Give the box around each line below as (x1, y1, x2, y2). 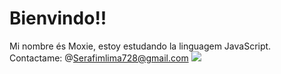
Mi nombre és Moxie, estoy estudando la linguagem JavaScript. (9, 40, 272, 52)
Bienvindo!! (9, 7, 107, 30)
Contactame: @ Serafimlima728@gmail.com (9, 52, 189, 64)
